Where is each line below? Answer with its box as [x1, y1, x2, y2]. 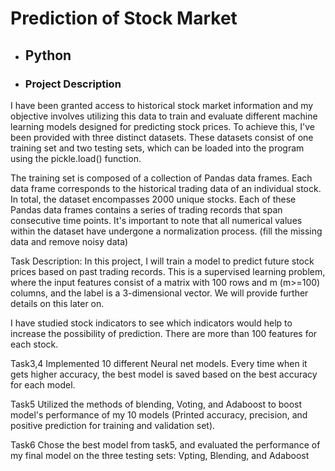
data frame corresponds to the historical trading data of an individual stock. [10, 182, 322, 194]
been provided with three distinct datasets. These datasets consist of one [10, 131, 314, 143]
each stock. [10, 338, 59, 350]
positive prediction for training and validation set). [10, 419, 216, 431]
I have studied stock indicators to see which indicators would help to [10, 317, 293, 329]
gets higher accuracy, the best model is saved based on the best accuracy [10, 368, 318, 380]
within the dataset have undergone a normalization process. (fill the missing [10, 225, 323, 237]
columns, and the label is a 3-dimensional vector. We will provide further [10, 287, 309, 299]
